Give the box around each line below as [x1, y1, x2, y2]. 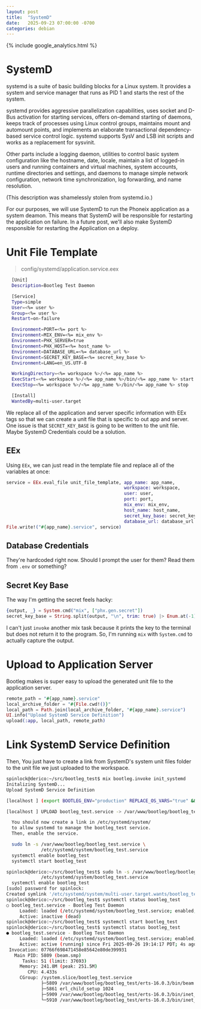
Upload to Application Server [6, 658, 154, 671]
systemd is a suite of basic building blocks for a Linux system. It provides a [6, 83, 191, 90]
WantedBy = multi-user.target [11, 398, 82, 404]
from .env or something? [6, 563, 67, 570]
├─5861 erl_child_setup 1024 [41, 986, 114, 992]
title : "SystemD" [6, 14, 52, 20]
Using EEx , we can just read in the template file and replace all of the [6, 461, 175, 469]
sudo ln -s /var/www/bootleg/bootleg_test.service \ [11, 841, 146, 848]
